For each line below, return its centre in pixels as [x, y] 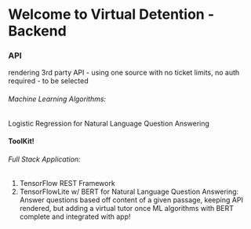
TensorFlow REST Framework [67, 184]
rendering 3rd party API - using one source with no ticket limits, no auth [124, 73]
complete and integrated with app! [75, 216]
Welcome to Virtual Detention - [111, 15]
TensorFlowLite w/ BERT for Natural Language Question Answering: [129, 192]
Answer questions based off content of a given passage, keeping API [131, 200]
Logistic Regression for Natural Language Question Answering [109, 123]
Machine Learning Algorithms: [57, 99]
